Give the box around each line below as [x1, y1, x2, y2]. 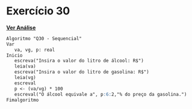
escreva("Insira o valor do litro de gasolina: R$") [14, 69, 149, 75]
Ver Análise [6, 24, 36, 31]
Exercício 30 [6, 4, 70, 18]
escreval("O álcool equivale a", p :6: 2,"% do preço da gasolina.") [14, 91, 187, 97]
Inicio [6, 52, 23, 58]
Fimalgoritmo [6, 97, 39, 103]
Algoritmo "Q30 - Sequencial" [6, 35, 82, 41]
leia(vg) [14, 75, 36, 81]
